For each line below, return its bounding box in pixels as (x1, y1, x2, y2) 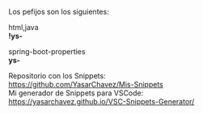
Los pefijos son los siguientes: (8, 7, 109, 16)
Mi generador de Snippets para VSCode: (8, 88, 144, 98)
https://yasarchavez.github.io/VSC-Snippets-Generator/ (8, 97, 195, 106)
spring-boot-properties (8, 47, 86, 56)
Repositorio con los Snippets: (8, 71, 107, 80)
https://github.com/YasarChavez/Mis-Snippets (8, 80, 163, 89)
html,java (8, 23, 39, 32)
